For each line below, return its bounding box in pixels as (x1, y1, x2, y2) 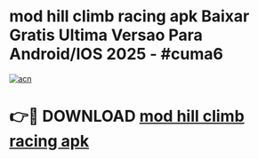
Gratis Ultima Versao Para (9, 25, 203, 45)
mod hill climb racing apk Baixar (9, 6, 250, 27)
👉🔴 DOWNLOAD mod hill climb (9, 107, 245, 126)
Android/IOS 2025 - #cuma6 (9, 44, 224, 64)
